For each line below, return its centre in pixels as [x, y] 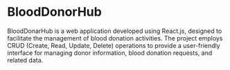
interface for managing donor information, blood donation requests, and [110, 53]
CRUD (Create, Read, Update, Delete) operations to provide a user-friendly [114, 45]
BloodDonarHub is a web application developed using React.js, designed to [115, 31]
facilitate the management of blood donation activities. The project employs [115, 38]
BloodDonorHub [54, 12]
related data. [25, 60]
